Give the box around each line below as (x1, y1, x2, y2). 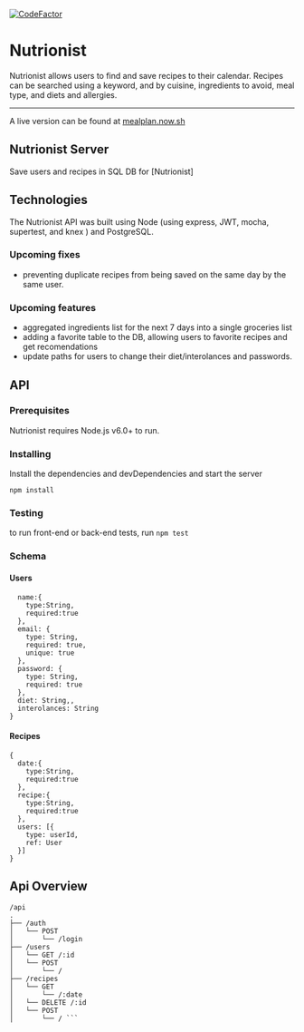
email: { (17, 624, 51, 634)
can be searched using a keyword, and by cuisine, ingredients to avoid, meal (9, 80, 295, 91)
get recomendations (22, 341, 98, 353)
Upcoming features (9, 301, 97, 314)
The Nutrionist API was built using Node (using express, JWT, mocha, (9, 216, 270, 227)
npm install (9, 486, 54, 495)
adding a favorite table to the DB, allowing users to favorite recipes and (22, 332, 288, 343)
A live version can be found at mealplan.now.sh (9, 115, 185, 126)
